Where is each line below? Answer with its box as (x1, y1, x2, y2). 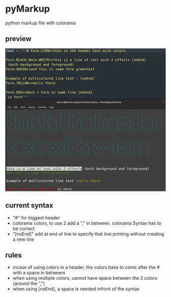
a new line (12, 236, 35, 242)
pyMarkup (5, 3, 50, 15)
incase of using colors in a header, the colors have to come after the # (12, 265, 160, 271)
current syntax (5, 201, 53, 210)
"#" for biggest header (12, 214, 60, 221)
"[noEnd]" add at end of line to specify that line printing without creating (12, 230, 164, 237)
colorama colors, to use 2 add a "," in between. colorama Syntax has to (12, 220, 162, 226)
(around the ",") (12, 280, 45, 287)
